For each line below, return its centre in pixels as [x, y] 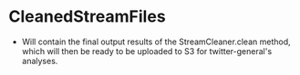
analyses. [40, 61]
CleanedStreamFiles [87, 17]
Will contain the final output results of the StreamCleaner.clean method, [156, 42]
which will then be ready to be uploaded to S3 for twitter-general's [147, 51]
